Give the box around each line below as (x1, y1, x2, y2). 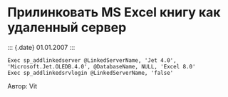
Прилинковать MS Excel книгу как (7, 4, 221, 21)
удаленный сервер (7, 19, 127, 36)
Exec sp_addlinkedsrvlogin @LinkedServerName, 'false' (7, 69, 174, 76)
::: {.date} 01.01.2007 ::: (7, 43, 76, 51)
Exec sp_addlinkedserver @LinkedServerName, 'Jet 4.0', (7, 56, 177, 64)
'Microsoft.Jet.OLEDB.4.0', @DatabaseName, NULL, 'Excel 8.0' (7, 63, 196, 70)
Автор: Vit (7, 81, 38, 90)
